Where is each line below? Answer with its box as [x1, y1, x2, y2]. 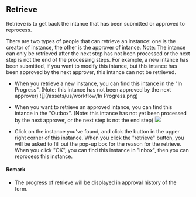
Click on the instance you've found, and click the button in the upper [14, 128, 180, 135]
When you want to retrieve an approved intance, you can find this [14, 103, 173, 110]
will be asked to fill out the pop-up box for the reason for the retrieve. [14, 140, 181, 147]
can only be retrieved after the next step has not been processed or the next [6, 50, 190, 57]
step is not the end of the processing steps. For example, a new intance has [6, 56, 189, 63]
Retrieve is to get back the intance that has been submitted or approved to [6, 20, 185, 27]
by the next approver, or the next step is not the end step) [14, 117, 154, 124]
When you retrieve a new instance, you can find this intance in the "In [14, 80, 183, 87]
